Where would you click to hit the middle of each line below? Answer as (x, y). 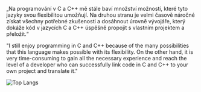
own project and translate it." (42, 71)
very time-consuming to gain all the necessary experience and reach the (97, 58)
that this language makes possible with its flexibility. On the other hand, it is (100, 52)
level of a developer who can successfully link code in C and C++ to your (97, 65)
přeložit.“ (18, 34)
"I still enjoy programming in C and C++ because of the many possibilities (97, 45)
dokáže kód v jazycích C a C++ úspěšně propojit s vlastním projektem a (95, 27)
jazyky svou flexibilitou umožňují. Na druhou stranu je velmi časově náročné (101, 15)
